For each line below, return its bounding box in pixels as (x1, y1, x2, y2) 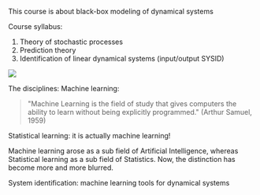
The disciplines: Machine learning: (8, 84, 120, 93)
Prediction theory (19, 46, 76, 54)
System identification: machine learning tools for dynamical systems (8, 178, 230, 187)
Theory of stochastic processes (19, 37, 124, 46)
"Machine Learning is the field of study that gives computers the (27, 99, 237, 109)
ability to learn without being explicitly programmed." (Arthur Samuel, (27, 108, 252, 116)
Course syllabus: (8, 22, 63, 31)
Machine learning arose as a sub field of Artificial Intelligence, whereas (8, 146, 239, 156)
